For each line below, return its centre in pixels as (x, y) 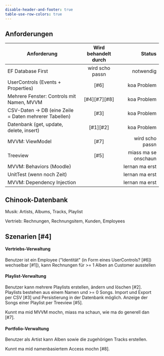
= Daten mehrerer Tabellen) (39, 116)
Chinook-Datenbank (37, 200)
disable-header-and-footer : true (39, 10)
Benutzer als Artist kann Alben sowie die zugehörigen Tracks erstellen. (76, 339)
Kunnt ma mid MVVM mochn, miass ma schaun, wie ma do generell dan (77, 312)
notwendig (144, 71)
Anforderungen (29, 34)
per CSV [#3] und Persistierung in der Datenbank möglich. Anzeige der (76, 297)
